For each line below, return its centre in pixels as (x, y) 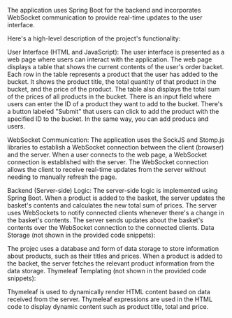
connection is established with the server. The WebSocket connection (108, 162)
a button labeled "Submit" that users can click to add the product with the (113, 111)
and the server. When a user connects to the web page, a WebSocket (107, 154)
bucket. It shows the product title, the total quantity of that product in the (112, 82)
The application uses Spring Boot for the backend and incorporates (104, 10)
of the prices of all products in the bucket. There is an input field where (109, 96)
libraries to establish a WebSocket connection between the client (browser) (116, 147)
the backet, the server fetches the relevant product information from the (111, 263)
